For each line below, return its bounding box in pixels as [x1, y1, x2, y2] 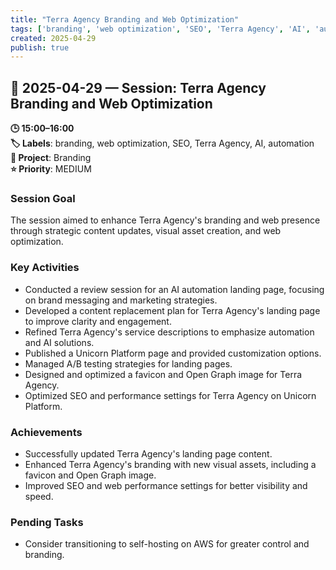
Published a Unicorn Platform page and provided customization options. [24, 347, 322, 359]
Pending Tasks [10, 515, 84, 529]
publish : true [10, 42, 70, 53]
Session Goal [10, 191, 76, 205]
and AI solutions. [24, 336, 95, 348]
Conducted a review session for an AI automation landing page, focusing [24, 283, 325, 295]
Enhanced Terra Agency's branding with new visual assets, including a [24, 458, 317, 470]
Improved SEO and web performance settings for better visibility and [24, 479, 308, 491]
